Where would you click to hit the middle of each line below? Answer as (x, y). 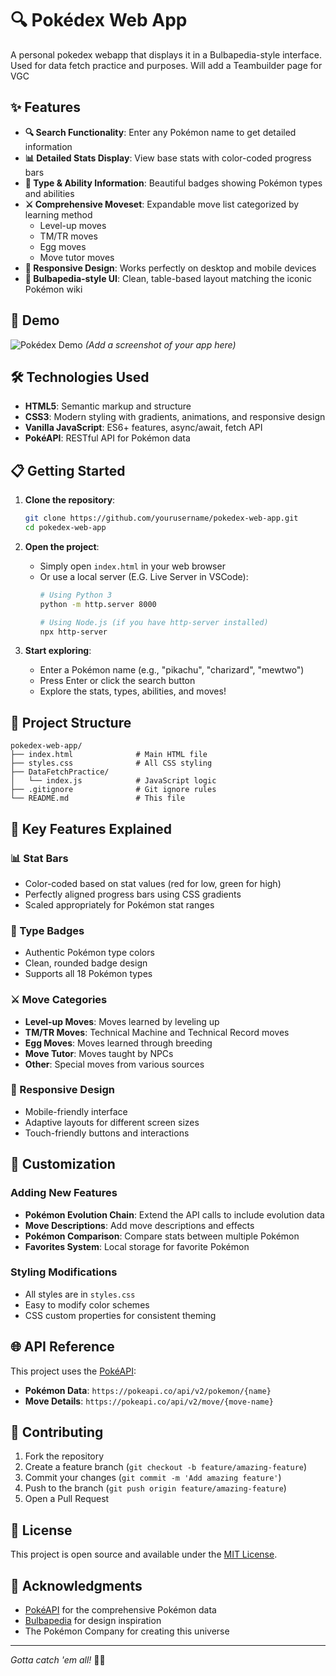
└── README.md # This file (98, 798)
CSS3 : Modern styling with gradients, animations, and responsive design (175, 417)
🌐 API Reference (62, 1347)
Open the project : (62, 546)
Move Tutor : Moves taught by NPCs (99, 1053)
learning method (58, 214)
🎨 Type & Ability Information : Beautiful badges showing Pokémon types (173, 183)
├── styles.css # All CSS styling (111, 763)
